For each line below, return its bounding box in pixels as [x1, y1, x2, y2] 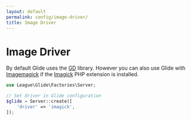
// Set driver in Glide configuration [6, 93, 101, 99]
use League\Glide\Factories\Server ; [6, 82, 96, 89]
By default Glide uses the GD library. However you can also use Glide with [6, 64, 186, 71]
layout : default [6, 8, 46, 15]
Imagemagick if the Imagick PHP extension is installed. [6, 71, 139, 78]
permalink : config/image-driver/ [6, 14, 88, 20]
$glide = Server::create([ [6, 99, 73, 104]
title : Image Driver [6, 19, 57, 25]
